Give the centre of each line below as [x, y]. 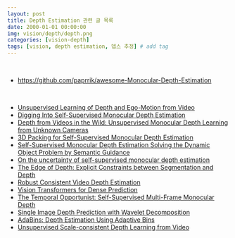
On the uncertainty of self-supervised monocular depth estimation [114, 160]
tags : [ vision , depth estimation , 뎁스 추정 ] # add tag [88, 46]
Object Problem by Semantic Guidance [74, 152]
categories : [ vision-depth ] [49, 40]
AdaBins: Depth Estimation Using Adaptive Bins [86, 220]
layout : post [26, 14]
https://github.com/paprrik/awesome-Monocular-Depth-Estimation [114, 80]
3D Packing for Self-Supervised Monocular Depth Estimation [105, 137]
